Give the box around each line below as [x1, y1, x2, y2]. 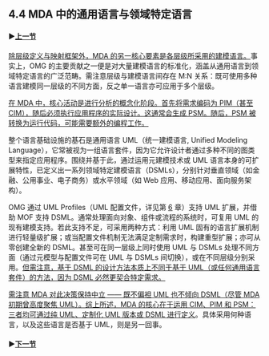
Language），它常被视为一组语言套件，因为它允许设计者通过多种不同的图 [8, 145, 248, 155]
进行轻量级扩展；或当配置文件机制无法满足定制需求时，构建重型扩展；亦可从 [8, 232, 261, 242]
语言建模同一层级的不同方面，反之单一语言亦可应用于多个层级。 [8, 81, 219, 91]
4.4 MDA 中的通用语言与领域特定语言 [8, 7, 193, 22]
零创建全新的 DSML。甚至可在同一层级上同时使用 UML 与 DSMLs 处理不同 [8, 242, 253, 252]
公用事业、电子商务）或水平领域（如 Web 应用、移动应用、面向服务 [22, 175, 245, 184]
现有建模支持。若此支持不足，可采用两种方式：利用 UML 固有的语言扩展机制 [8, 222, 259, 232]
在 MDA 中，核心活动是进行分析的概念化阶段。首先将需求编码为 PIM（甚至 [8, 98, 254, 107]
